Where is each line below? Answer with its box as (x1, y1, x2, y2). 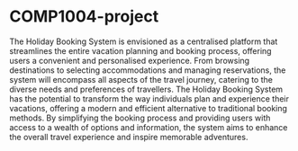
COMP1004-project (9, 6, 159, 27)
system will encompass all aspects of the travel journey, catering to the (9, 74, 273, 84)
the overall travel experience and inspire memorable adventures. (9, 131, 248, 142)
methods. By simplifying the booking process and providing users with (9, 112, 271, 123)
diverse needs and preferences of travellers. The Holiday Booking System (9, 84, 284, 94)
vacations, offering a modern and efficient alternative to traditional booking (9, 102, 288, 113)
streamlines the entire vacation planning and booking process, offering (9, 45, 272, 56)
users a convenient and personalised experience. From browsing (9, 55, 250, 66)
